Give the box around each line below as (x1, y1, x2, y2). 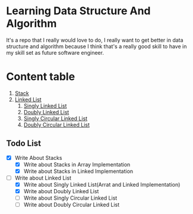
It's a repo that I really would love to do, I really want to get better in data (6, 36, 183, 43)
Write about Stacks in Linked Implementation (23, 168, 134, 175)
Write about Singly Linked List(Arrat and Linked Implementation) (23, 181, 181, 188)
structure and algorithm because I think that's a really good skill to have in (6, 43, 187, 50)
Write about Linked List (14, 174, 71, 181)
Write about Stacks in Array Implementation (23, 160, 131, 168)
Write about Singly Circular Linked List (23, 194, 118, 202)
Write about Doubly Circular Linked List (23, 201, 120, 209)
